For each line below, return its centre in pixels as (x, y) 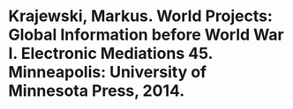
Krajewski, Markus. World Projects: (140, 16)
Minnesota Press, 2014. (97, 91)
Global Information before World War (146, 35)
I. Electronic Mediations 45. (111, 54)
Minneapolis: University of (108, 73)
